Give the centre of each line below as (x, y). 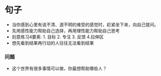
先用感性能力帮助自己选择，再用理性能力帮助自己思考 (66, 30)
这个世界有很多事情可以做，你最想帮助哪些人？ (59, 69)
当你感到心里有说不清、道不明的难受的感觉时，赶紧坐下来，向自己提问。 (85, 25)
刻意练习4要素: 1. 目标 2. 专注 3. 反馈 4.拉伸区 (58, 37)
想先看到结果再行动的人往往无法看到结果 (53, 43)
